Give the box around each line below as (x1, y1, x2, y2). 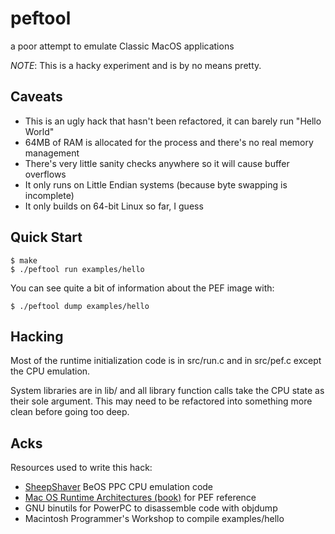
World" (24, 125, 55, 137)
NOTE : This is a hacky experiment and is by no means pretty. (10, 59, 262, 71)
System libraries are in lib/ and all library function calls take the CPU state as (10, 385, 325, 397)
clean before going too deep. (10, 406, 130, 418)
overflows (24, 168, 67, 180)
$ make (10, 255, 38, 266)
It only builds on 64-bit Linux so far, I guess (24, 200, 204, 212)
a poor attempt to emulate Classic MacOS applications (10, 40, 235, 52)
